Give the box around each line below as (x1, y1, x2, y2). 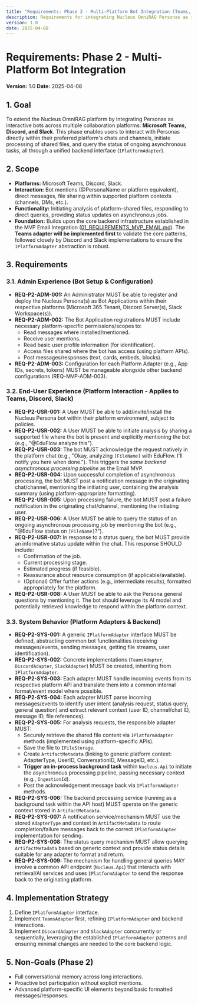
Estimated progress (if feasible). (23, 565, 101, 572)
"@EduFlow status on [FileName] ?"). (14, 527, 104, 534)
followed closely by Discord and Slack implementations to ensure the (14, 236, 183, 243)
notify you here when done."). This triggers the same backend (14, 458, 166, 465)
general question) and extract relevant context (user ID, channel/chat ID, (14, 706, 190, 714)
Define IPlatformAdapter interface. (14, 909, 100, 916)
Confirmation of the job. (23, 552, 82, 559)
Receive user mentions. (23, 335, 81, 342)
